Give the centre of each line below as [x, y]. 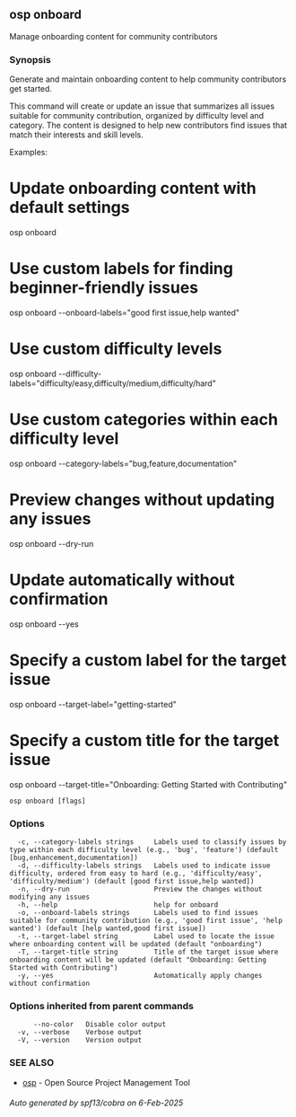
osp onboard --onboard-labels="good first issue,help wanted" [125, 312]
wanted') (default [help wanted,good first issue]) [108, 928]
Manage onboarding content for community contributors [113, 36]
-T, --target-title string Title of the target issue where [148, 952]
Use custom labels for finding [121, 269]
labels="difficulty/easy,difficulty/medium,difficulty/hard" [113, 383]
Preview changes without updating [142, 500]
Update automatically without [122, 580]
